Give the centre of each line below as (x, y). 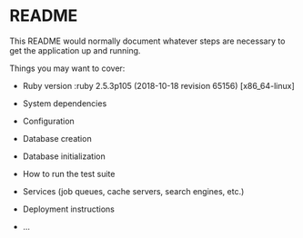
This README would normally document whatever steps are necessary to (147, 41)
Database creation (57, 138)
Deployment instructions (69, 209)
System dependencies (65, 103)
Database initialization (64, 156)
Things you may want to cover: (67, 68)
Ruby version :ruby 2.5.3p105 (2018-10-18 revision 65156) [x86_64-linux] (159, 85)
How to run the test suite (69, 174)
